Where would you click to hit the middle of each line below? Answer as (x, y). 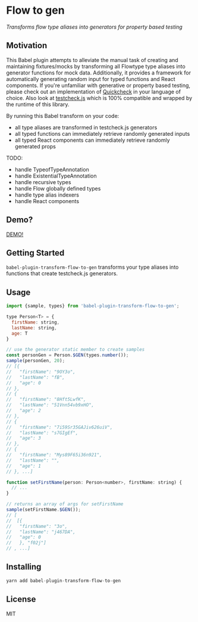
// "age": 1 (24, 466)
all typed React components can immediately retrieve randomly (92, 140)
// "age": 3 (24, 438)
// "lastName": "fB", (36, 377)
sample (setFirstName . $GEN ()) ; (44, 510)
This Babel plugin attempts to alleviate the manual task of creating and (92, 60)
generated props (35, 146)
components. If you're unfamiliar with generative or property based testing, (98, 85)
